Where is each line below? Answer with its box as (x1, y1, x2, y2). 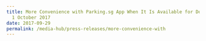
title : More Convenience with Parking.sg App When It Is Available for (6, 8, 193, 15)
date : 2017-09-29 (6, 20, 51, 26)
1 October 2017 (12, 14, 51, 20)
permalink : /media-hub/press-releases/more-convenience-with (6, 25, 166, 32)
